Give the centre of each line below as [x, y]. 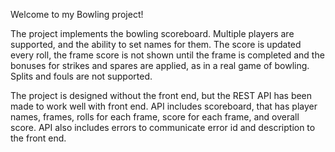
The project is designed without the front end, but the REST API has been [161, 95]
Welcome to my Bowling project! [77, 14]
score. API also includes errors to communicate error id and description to [163, 127]
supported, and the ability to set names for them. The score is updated [156, 44]
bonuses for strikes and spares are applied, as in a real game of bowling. [160, 65]
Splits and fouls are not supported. [81, 76]
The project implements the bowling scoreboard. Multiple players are [152, 33]
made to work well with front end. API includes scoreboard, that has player [164, 106]
